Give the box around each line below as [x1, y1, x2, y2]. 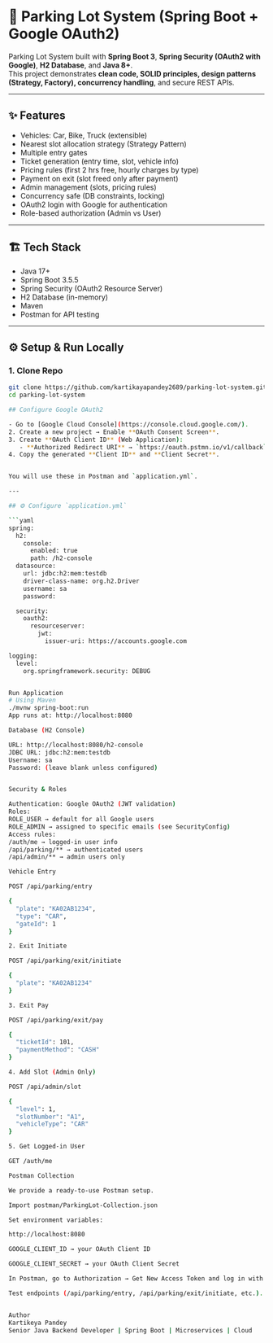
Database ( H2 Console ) [8, 726, 85, 734]
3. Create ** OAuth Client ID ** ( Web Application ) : [8, 435, 184, 444]
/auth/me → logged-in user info [8, 838, 118, 846]
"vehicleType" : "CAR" [15, 1120, 89, 1128]
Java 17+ [19, 266, 50, 276]
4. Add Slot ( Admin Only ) [8, 1068, 96, 1076]
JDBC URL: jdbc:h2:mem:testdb [8, 748, 111, 756]
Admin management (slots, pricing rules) [19, 182, 157, 192]
